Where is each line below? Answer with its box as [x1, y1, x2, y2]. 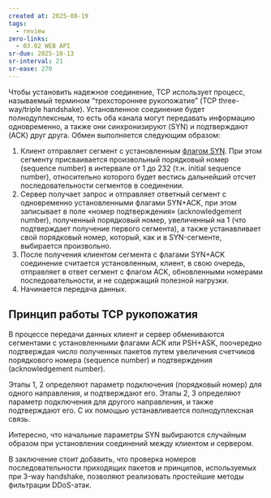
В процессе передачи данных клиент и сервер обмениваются [8, 329, 225, 339]
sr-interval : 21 [8, 58, 63, 66]
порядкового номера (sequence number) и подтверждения [8, 355, 213, 365]
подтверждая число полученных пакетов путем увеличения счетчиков [8, 346, 256, 356]
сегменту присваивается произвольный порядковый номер [19, 154, 230, 164]
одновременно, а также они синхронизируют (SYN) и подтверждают [8, 121, 249, 131]
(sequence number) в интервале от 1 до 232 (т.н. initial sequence [19, 163, 242, 173]
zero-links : [8, 34, 49, 43]
